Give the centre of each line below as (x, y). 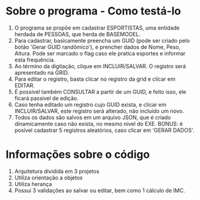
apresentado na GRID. (42, 72)
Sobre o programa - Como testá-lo (93, 11)
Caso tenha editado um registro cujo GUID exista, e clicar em (90, 104)
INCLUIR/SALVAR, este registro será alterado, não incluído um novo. (99, 111)
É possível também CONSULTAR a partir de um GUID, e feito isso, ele (100, 92)
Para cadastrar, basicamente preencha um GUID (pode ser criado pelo (102, 40)
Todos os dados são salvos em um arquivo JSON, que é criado (93, 117)
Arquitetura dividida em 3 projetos (57, 171)
